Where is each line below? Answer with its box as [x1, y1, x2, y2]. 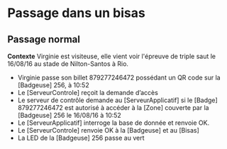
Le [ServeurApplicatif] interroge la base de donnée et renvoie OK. [17, 118, 210, 127]
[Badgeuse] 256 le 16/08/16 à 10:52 [17, 111, 122, 119]
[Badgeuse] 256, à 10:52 [17, 81, 90, 89]
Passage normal [7, 33, 80, 45]
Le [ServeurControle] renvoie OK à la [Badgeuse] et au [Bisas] [17, 126, 200, 134]
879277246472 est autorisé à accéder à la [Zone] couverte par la [17, 104, 209, 111]
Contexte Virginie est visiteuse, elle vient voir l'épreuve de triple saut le [7, 52, 216, 60]
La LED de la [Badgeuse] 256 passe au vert [17, 133, 145, 142]
